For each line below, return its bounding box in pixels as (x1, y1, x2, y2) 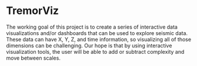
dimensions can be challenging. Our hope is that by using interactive (6, 42, 172, 49)
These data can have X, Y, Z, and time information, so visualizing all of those (6, 36, 192, 43)
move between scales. (6, 54, 61, 61)
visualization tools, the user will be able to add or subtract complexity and (6, 48, 185, 55)
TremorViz (6, 4, 59, 18)
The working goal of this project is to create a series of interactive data (6, 23, 178, 30)
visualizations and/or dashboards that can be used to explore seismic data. (6, 29, 188, 36)
